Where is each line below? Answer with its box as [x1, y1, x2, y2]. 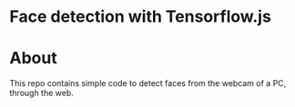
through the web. [9, 88, 75, 99]
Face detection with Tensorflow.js [9, 6, 271, 27]
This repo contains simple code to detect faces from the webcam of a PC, [9, 78, 287, 89]
